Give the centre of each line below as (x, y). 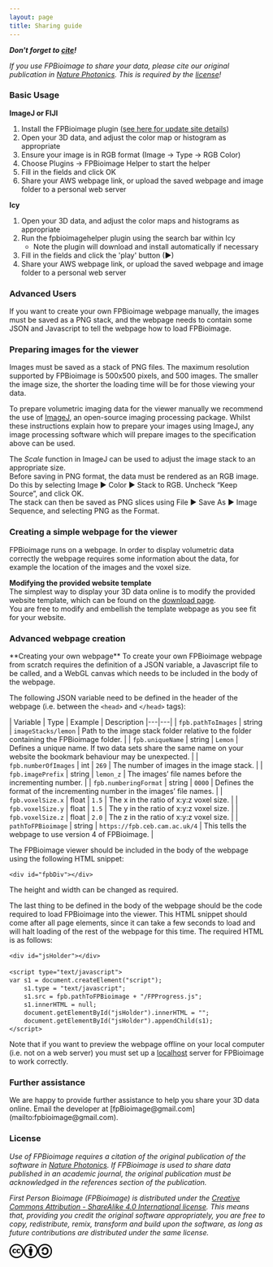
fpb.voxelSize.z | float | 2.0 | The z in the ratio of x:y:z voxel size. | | (124, 817)
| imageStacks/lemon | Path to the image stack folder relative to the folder (130, 731)
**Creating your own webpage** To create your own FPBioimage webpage (136, 656)
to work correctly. (39, 1061)
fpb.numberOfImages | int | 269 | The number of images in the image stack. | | (136, 765)
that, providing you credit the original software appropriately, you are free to (137, 1215)
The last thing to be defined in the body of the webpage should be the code (136, 905)
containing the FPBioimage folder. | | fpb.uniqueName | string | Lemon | (124, 739)
